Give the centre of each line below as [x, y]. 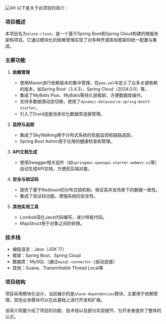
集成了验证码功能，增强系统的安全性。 [59, 196]
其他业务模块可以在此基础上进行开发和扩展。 [59, 300]
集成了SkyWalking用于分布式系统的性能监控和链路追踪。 [77, 135]
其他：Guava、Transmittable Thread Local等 [58, 268]
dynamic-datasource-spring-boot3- [116, 102]
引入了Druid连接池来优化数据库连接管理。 [62, 113]
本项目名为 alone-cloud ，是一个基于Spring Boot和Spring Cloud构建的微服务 [82, 34]
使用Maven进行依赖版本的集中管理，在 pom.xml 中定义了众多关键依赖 [89, 83]
